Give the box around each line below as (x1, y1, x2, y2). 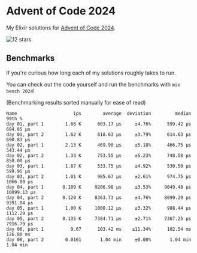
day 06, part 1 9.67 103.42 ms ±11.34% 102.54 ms (6, 226, 192, 232)
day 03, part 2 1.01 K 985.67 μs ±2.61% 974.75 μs (6, 173, 192, 180)
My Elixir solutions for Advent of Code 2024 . (6, 24, 116, 31)
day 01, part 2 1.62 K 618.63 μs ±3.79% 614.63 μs (6, 131, 192, 138)
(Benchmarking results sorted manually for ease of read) (6, 99, 146, 106)
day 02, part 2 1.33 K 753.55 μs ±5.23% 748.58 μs (6, 152, 192, 159)
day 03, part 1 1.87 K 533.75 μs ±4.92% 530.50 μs (6, 163, 192, 169)
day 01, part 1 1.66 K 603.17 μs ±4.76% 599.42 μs (6, 121, 192, 127)
